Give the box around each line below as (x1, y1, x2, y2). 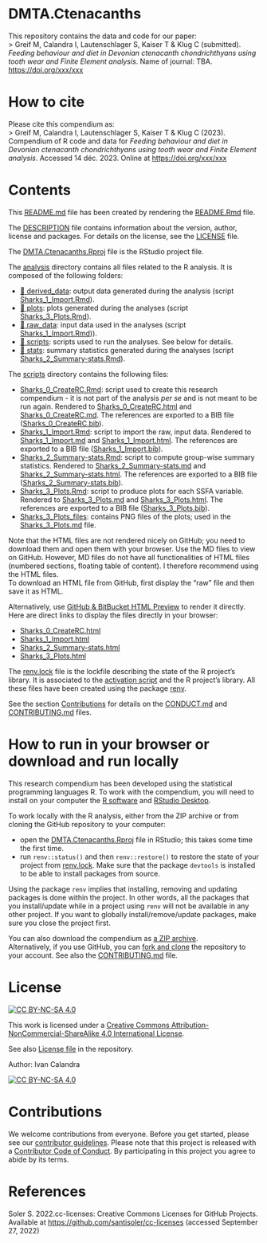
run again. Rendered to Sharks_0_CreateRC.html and (19, 402, 192, 411)
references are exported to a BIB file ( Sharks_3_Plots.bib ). (19, 503, 210, 512)
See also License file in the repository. (8, 1044, 134, 1053)
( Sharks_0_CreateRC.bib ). (19, 418, 104, 428)
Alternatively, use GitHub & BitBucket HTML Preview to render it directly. (8, 602, 245, 611)
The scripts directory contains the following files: (8, 369, 169, 378)
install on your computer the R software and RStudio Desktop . (8, 795, 211, 805)
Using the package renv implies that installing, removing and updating (8, 884, 238, 893)
